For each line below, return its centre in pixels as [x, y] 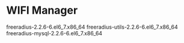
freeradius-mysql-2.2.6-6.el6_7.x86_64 [54, 33]
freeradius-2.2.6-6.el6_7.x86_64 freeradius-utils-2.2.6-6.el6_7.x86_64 [92, 27]
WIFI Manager [42, 10]
